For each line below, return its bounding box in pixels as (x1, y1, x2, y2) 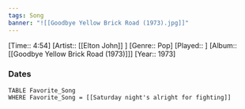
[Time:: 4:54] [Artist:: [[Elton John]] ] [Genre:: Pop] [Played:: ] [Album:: (8, 40, 237, 50)
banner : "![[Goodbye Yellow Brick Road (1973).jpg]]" (8, 19, 190, 27)
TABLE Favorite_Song (8, 86, 77, 95)
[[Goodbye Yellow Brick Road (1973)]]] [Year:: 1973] (8, 49, 176, 58)
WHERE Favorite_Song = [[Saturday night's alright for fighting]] (8, 93, 232, 101)
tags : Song (8, 11, 44, 20)
